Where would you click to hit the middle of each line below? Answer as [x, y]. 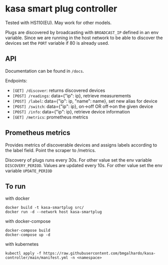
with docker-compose [28, 221]
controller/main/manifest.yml [37, 258]
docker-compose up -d [28, 235]
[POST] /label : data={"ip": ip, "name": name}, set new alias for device [85, 101]
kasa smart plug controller [61, 9]
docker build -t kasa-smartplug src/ [45, 208]
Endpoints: [16, 80]
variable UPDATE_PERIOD [29, 171]
